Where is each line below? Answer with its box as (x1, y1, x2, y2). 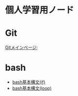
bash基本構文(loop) (12, 85, 52, 92)
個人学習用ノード (5, 4, 75, 16)
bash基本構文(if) (12, 79, 46, 85)
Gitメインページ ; (5, 45, 38, 50)
